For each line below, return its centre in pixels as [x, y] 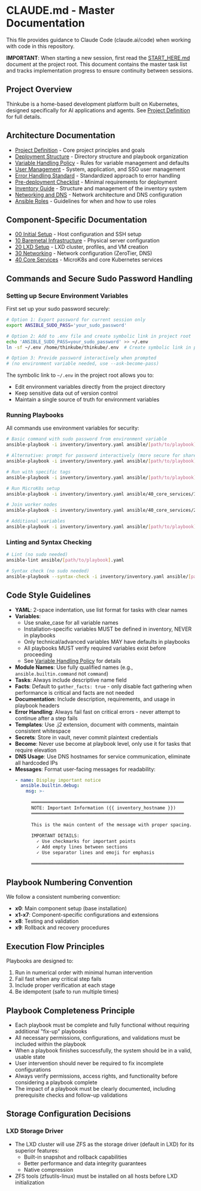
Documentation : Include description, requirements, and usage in [95, 699]
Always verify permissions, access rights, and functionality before [96, 1076]
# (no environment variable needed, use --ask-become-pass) [83, 364]
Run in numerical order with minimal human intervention [84, 973]
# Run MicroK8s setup [33, 488]
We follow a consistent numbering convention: [63, 897]
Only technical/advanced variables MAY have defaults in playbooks [107, 641]
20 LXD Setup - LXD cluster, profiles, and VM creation [81, 247]
